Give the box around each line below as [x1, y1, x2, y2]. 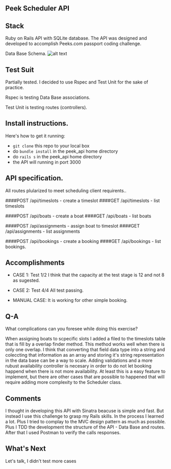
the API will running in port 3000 [12, 159, 81, 165]
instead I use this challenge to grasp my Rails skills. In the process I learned [5, 413, 164, 419]
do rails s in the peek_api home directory [12, 153, 102, 159]
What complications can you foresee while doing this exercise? [5, 325, 138, 332]
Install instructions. [5, 119, 69, 128]
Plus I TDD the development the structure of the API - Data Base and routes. [5, 424, 165, 430]
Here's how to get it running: [5, 133, 65, 139]
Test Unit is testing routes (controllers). [5, 105, 88, 111]
